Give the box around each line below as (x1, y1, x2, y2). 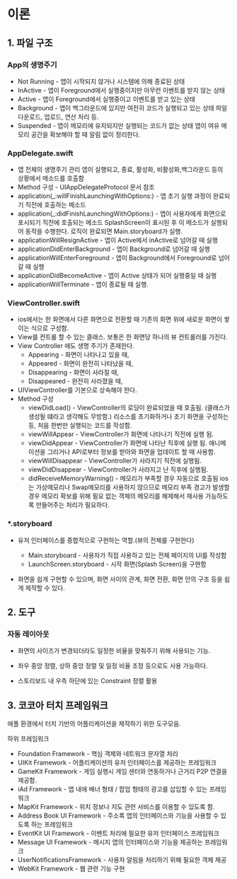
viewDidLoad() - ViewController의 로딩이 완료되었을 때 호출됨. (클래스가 (28, 404, 231, 412)
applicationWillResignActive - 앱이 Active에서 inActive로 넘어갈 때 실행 (17, 236, 218, 245)
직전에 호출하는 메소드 (25, 201, 86, 209)
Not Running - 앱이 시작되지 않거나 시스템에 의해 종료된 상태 (17, 77, 185, 86)
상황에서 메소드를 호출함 (17, 174, 85, 182)
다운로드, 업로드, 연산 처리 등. (17, 112, 99, 121)
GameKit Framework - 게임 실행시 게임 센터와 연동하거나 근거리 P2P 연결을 (17, 767, 228, 776)
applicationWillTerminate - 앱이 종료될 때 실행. (17, 280, 149, 289)
